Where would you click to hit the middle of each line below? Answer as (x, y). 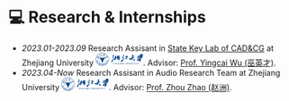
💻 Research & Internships (107, 17)
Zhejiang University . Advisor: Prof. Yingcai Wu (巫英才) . (149, 63)
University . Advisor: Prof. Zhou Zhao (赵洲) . (126, 88)
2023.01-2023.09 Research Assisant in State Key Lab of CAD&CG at (147, 48)
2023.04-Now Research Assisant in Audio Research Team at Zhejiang (151, 73)
